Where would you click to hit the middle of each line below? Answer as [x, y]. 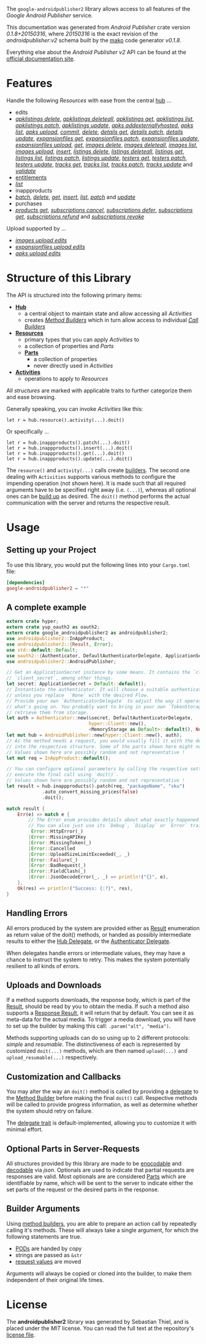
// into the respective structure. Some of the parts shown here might [100, 746]
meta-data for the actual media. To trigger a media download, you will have [101, 1020]
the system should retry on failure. [50, 1111]
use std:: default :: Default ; [42, 650]
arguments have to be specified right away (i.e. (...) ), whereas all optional [101, 489]
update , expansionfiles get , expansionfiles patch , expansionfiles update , [107, 138]
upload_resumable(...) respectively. [52, 1058]
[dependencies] [26, 582]
